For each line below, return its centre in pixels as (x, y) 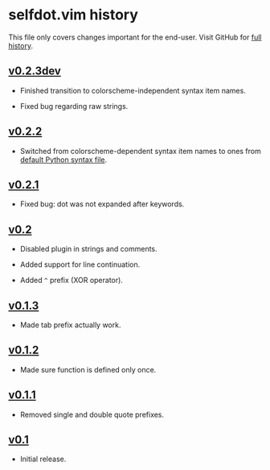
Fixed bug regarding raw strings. (74, 106)
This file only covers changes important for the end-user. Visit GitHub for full (135, 37)
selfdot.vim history (74, 15)
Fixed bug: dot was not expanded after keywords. (102, 204)
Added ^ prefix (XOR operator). (71, 281)
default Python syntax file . (63, 160)
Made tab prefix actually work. (70, 325)
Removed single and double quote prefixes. (92, 414)
